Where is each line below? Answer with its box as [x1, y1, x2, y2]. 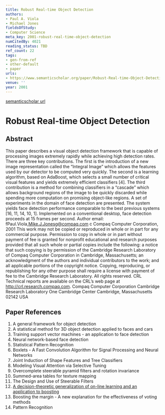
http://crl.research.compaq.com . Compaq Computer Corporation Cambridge [5, 283, 160, 289]
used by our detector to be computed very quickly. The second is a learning [5, 169, 159, 175]
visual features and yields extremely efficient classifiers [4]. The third [5, 179, 145, 185]
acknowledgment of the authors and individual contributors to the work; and [5, 257, 160, 263]
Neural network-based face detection [12, 337, 89, 342]
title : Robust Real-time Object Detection [5, 7, 94, 12]
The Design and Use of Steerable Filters [12, 378, 94, 384]
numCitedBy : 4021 [5, 39, 41, 44]
